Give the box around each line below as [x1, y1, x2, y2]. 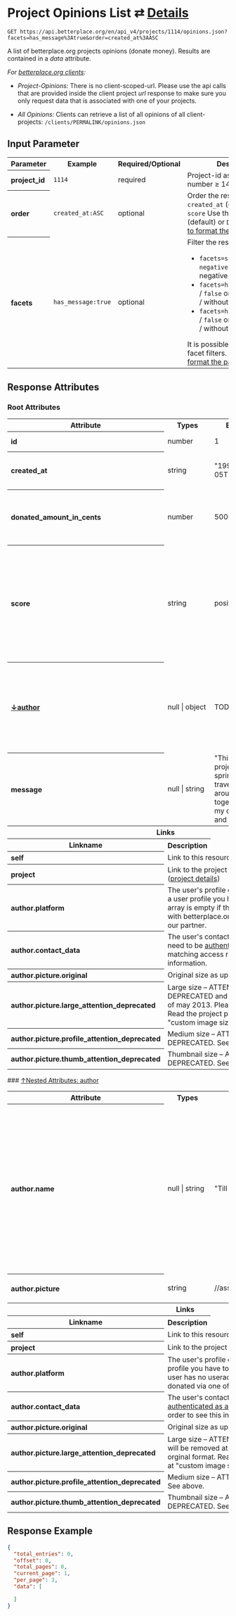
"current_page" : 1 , [13, 1570, 71, 1577]
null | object [167, 702, 206, 712]
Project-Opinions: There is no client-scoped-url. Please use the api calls [17, 81, 227, 89]
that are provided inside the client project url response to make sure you [17, 89, 227, 97]
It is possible [187, 339, 229, 349]
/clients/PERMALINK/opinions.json [44, 118, 146, 126]
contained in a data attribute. [7, 54, 91, 63]
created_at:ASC [53, 209, 104, 218]
